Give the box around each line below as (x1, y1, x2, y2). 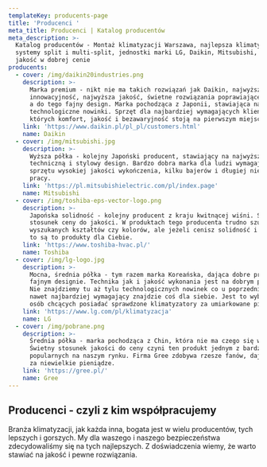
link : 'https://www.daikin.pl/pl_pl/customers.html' (22, 123, 201, 130)
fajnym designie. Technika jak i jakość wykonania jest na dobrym (29, 278, 254, 286)
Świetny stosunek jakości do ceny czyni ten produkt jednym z (29, 344, 240, 352)
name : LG (22, 315, 52, 323)
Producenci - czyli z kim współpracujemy (8, 403, 217, 417)
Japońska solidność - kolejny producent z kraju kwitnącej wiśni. (29, 212, 254, 220)
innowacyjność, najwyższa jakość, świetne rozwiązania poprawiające (29, 93, 261, 101)
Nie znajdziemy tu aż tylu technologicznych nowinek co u (29, 286, 226, 294)
